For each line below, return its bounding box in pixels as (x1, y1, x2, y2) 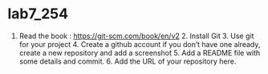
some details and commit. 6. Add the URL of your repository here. (18, 56, 237, 66)
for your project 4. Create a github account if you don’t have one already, (18, 39, 261, 49)
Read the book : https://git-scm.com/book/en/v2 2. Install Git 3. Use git (18, 31, 254, 41)
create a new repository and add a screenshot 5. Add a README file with (18, 48, 261, 57)
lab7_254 (7, 5, 69, 23)
